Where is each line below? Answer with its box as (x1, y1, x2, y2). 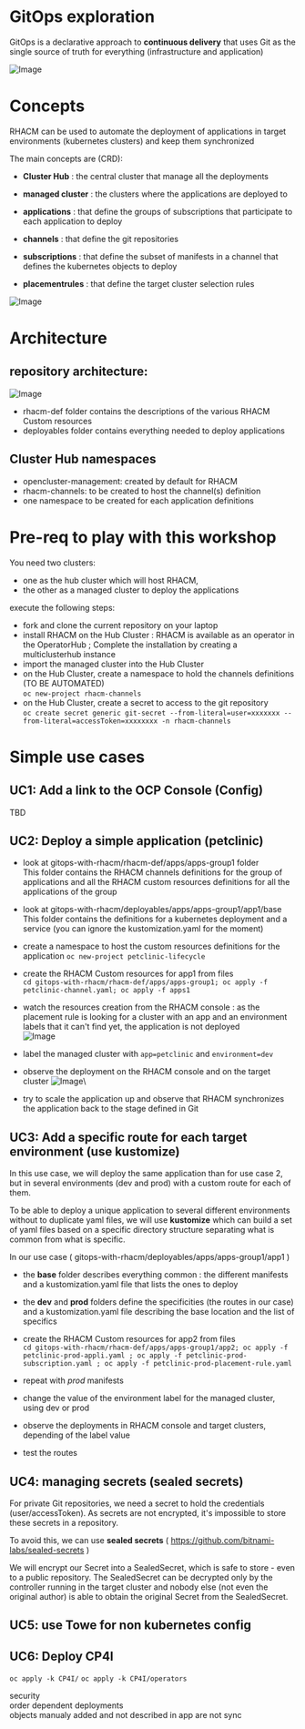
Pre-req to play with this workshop (9, 526, 277, 547)
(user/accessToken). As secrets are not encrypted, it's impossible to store (9, 1508, 287, 1519)
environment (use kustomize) (9, 1144, 180, 1159)
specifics (22, 1316, 57, 1327)
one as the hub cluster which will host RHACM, (22, 575, 198, 585)
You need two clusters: (9, 557, 96, 568)
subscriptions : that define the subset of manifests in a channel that (22, 250, 280, 261)
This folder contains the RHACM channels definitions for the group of (22, 867, 283, 878)
